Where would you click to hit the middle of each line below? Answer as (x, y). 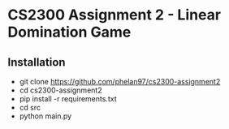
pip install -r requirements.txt (68, 99)
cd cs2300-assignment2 (60, 90)
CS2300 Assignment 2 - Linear (114, 15)
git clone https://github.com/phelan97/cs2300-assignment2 (120, 82)
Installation (37, 62)
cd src (30, 107)
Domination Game (69, 32)
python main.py (45, 116)
